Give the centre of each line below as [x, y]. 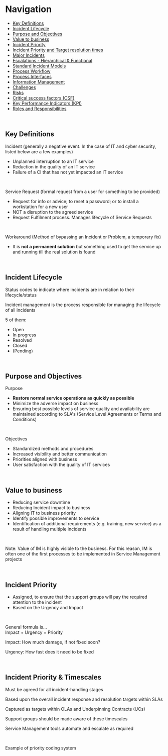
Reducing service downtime [41, 502]
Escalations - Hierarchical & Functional [52, 60]
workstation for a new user [40, 207]
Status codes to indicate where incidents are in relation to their [70, 290]
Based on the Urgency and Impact [48, 607]
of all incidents [20, 310]
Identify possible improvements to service [56, 518]
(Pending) [23, 351]
